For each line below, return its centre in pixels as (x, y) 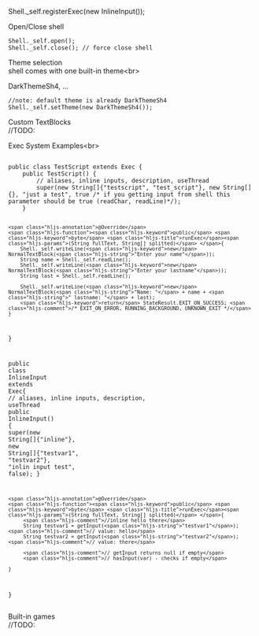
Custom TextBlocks (40, 122)
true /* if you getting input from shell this (153, 194)
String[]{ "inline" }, (42, 440)
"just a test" (45, 194)
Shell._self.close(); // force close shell (81, 48)
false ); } (24, 474)
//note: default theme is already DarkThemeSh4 (88, 101)
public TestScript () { (59, 174)
